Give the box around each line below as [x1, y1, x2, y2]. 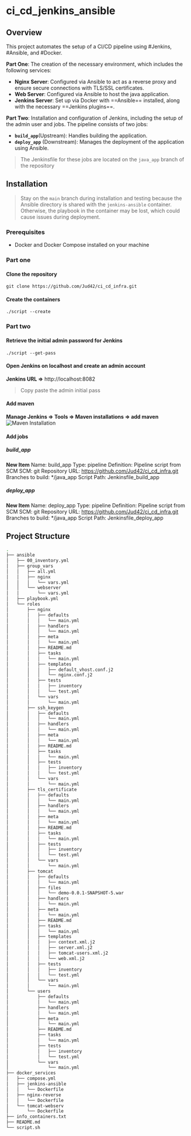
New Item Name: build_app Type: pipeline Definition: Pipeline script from [6, 461, 181, 468]
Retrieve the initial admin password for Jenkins [6, 337, 123, 344]
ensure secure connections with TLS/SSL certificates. [14, 84, 144, 91]
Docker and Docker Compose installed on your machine [14, 242, 150, 249]
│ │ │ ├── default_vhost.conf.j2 [6, 667, 114, 673]
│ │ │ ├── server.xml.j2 [6, 945, 93, 951]
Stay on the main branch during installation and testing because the [20, 195, 182, 202]
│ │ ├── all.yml [6, 568, 57, 574]
